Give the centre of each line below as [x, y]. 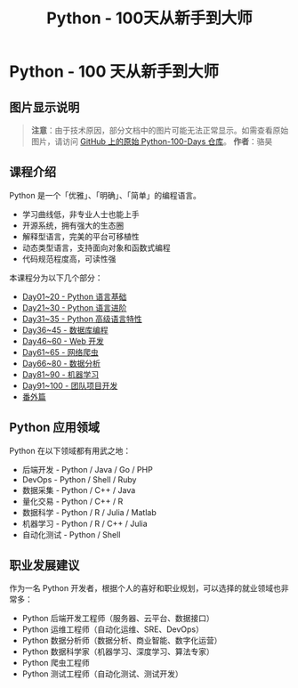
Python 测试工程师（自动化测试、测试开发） [103, 674]
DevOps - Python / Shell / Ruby [79, 479]
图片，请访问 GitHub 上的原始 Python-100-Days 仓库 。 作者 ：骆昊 [152, 142]
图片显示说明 [44, 107]
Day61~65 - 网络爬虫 [60, 352]
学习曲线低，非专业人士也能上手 [81, 214]
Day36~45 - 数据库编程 [65, 329]
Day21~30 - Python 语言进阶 [74, 307]
